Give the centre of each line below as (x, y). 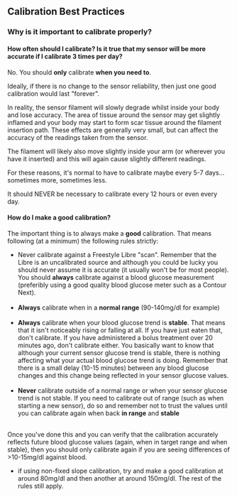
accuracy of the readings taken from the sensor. (78, 137)
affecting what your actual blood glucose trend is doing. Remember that (123, 360)
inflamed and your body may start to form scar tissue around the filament (114, 122)
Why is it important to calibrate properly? (80, 32)
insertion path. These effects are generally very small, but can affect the (113, 130)
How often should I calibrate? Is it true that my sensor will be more (106, 48)
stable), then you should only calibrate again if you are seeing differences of (119, 449)
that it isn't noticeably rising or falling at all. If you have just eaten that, (120, 330)
